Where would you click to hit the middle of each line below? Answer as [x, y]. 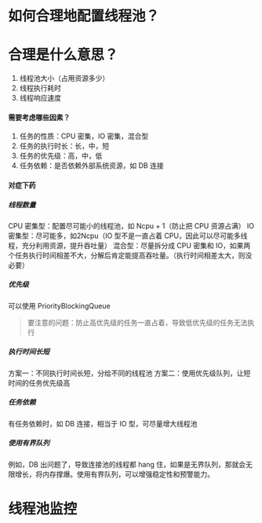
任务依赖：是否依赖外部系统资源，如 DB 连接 [91, 166]
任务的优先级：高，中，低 [61, 156]
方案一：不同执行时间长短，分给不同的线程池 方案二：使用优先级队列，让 [126, 373]
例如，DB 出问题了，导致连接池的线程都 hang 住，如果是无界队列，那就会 [127, 464]
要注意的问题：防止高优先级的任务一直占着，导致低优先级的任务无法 [137, 322]
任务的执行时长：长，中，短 [64, 146]
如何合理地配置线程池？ [84, 16]
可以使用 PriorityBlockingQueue [60, 305]
